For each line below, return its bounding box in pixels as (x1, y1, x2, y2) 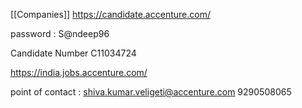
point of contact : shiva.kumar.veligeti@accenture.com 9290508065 (10, 86, 292, 98)
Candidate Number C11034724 (10, 47, 137, 59)
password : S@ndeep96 (10, 28, 110, 39)
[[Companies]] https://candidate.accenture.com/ (10, 9, 211, 20)
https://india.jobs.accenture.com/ (10, 67, 148, 78)
